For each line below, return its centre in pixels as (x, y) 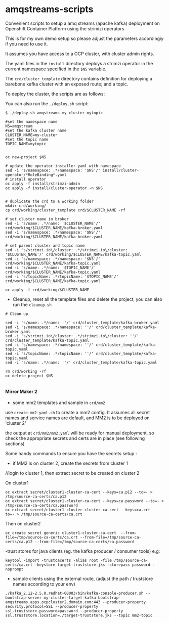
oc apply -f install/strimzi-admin (43, 184)
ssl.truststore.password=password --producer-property (64, 611)
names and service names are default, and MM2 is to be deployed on (78, 418)
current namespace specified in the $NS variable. (56, 69)
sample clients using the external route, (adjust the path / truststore (83, 579)
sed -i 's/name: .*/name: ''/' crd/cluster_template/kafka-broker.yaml (82, 323)
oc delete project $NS (29, 376)
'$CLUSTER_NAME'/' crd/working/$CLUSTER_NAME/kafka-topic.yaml (73, 254)
